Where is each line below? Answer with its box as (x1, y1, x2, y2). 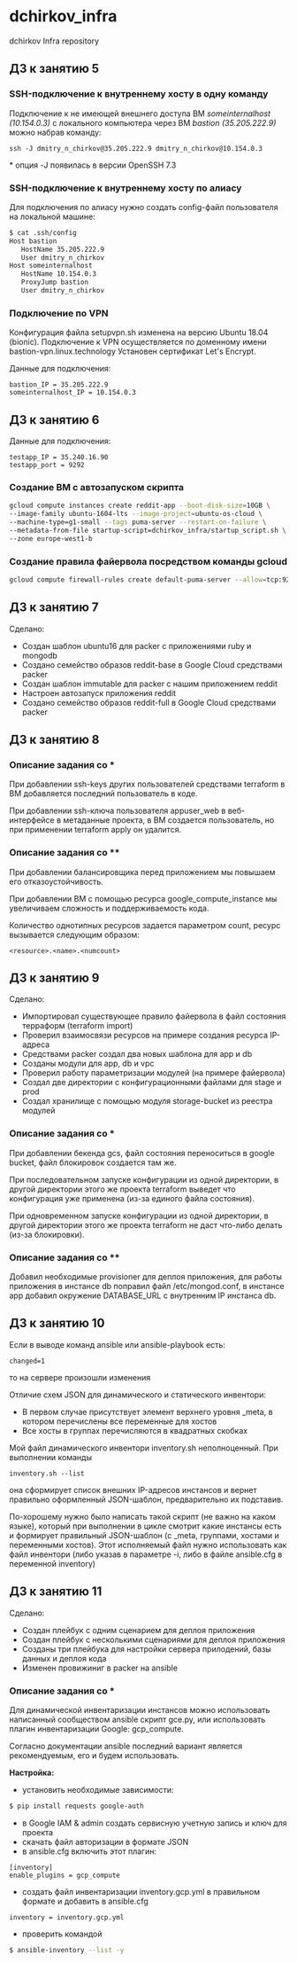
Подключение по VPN (9, 307, 109, 319)
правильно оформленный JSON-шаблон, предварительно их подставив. (9, 1494, 284, 1505)
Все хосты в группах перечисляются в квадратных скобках (21, 1425, 248, 1435)
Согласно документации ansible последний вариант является (9, 1740, 243, 1751)
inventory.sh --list (9, 1469, 86, 1478)
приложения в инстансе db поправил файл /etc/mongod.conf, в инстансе (9, 1281, 285, 1292)
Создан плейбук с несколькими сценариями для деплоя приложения (21, 1634, 286, 1645)
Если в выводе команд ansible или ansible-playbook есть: (9, 1339, 225, 1349)
